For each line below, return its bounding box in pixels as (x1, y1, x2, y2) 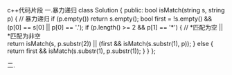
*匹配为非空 (7, 32, 42, 40)
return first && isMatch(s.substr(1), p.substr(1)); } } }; (7, 47, 156, 55)
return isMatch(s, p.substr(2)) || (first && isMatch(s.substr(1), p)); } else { (7, 40, 213, 47)
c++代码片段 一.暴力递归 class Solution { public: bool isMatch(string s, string (7, 6, 225, 14)
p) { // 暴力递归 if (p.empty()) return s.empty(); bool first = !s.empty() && (7, 14, 213, 23)
